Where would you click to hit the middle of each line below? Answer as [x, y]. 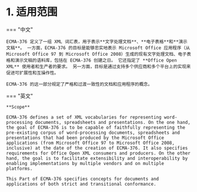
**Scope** [18, 107]
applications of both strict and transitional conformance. [81, 184]
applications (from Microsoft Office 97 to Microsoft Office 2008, [91, 143]
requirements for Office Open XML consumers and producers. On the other [98, 153]
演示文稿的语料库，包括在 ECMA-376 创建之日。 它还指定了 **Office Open [96, 60]
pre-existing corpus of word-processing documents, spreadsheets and [93, 133]
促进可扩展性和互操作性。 [32, 73]
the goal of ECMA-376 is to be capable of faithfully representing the [96, 127]
